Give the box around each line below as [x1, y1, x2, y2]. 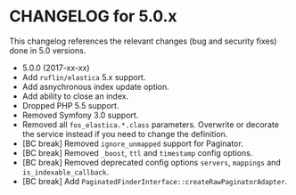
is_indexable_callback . [21, 167, 110, 177]
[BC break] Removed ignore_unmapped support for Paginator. [21, 138, 243, 149]
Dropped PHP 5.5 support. [21, 100, 119, 110]
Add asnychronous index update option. [21, 81, 169, 92]
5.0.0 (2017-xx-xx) [21, 62, 91, 73]
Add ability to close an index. [21, 91, 129, 102]
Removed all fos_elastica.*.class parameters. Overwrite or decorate [21, 118, 279, 130]
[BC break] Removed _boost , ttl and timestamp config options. [21, 147, 253, 158]
